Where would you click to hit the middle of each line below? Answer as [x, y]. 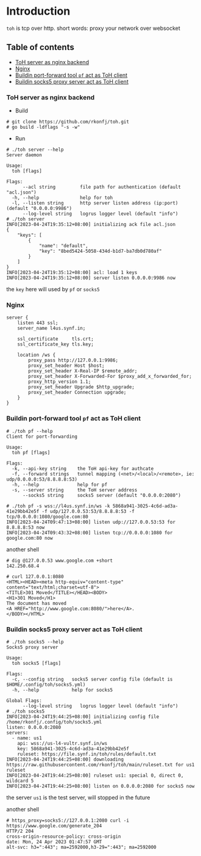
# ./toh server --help [35, 150]
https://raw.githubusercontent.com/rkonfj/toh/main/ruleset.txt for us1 [100, 764]
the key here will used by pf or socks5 [53, 289]
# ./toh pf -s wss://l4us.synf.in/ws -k [58, 506]
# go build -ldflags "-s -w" [43, 127]
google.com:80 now [30, 538]
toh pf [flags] [31, 452]
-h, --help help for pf [60, 484]
